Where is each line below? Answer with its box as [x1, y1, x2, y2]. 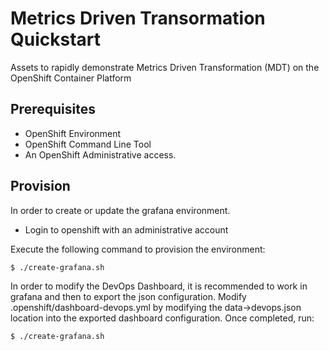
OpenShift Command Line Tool [24, 138, 152, 150]
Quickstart [10, 28, 102, 51]
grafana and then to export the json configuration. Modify [10, 291, 247, 303]
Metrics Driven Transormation [10, 7, 266, 30]
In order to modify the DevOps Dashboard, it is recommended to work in [10, 280, 308, 292]
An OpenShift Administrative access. [24, 148, 177, 161]
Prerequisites [10, 101, 96, 118]
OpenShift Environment [24, 127, 122, 139]
